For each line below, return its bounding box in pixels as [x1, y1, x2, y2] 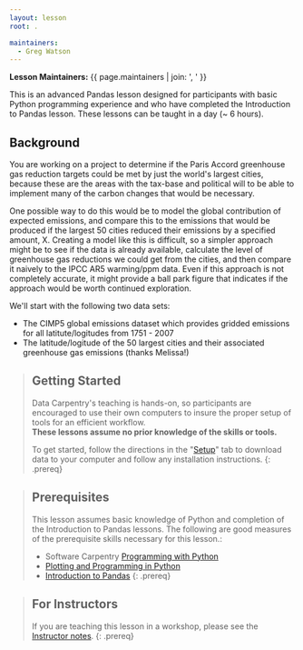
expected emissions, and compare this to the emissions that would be [9, 215, 270, 226]
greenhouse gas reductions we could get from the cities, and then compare [9, 254, 292, 265]
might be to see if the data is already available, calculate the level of [9, 245, 263, 255]
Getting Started [31, 374, 122, 389]
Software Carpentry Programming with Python [44, 551, 220, 562]
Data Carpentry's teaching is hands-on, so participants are [31, 397, 252, 408]
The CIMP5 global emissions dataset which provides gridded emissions [22, 318, 290, 329]
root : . [9, 22, 39, 31]
